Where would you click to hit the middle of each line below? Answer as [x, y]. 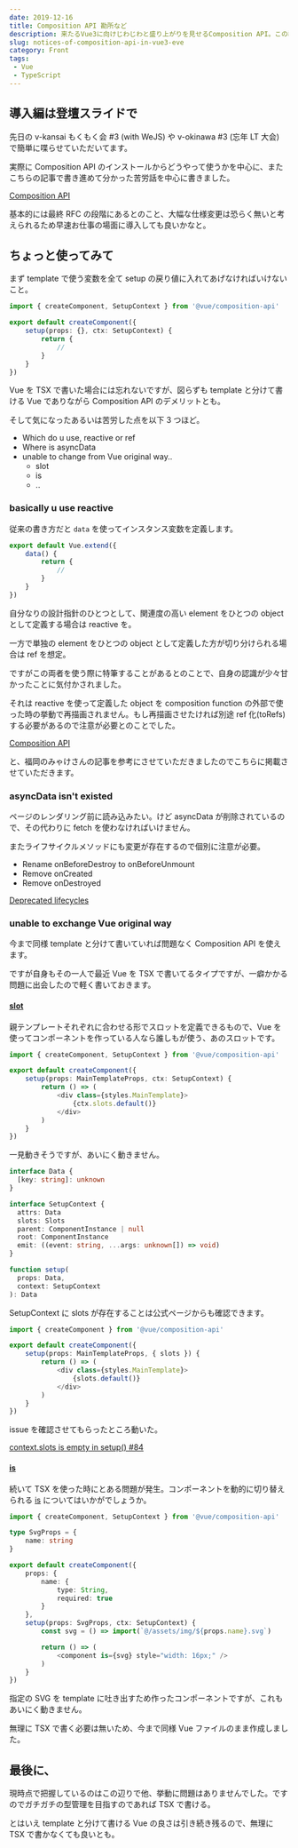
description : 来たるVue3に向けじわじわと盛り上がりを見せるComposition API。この [149, 34]
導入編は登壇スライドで [73, 113]
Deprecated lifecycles [49, 900]
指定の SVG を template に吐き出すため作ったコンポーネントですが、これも [146, 1699]
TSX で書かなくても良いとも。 [64, 1835]
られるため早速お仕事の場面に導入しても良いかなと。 [114, 225]
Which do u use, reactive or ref [78, 438]
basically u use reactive [61, 508]
